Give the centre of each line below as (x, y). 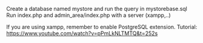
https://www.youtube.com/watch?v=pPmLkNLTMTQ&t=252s (82, 33)
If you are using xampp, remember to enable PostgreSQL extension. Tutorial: (102, 27)
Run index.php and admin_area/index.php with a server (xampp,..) (88, 15)
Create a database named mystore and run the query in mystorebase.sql (97, 9)
